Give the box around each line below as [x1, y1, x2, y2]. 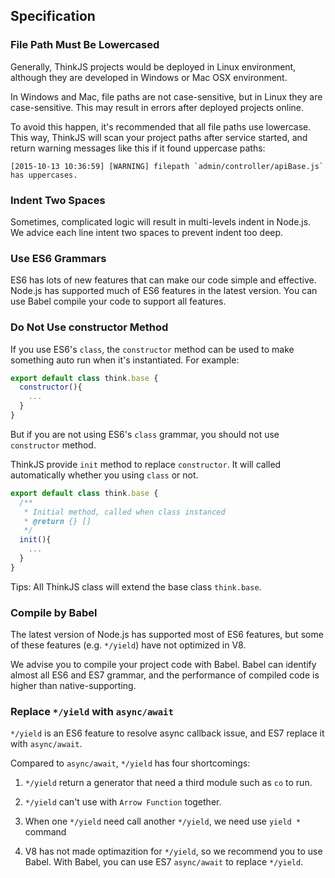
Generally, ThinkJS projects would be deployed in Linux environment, [10, 60, 297, 73]
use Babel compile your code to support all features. [10, 295, 227, 308]
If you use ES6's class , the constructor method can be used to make [10, 343, 295, 355]
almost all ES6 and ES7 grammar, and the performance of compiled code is [10, 669, 320, 681]
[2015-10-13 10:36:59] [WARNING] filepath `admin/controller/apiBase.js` [10, 161, 325, 171]
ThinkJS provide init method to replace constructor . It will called [10, 458, 282, 470]
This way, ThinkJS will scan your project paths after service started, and [10, 131, 308, 143]
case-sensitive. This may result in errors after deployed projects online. [10, 101, 305, 113]
